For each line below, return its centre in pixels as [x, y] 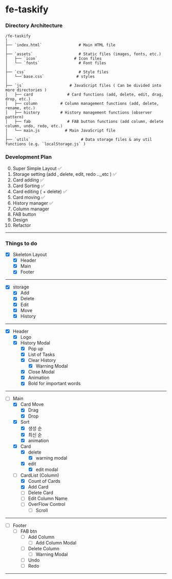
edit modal [47, 469]
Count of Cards [44, 481]
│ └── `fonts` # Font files [56, 63]
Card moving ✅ [29, 197]
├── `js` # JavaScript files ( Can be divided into [83, 86]
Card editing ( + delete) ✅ [40, 191]
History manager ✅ [33, 203]
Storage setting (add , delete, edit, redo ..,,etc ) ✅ [64, 174]
